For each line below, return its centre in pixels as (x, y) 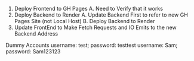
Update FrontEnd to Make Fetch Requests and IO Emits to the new (95, 27)
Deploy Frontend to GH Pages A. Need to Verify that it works (89, 9)
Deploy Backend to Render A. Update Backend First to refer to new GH (101, 15)
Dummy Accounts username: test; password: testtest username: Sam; (92, 45)
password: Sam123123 (33, 52)
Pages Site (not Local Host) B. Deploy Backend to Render (84, 21)
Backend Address (36, 34)
